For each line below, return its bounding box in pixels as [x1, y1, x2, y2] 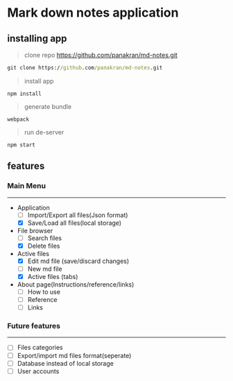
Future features [7, 321, 61, 331]
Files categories [17, 344, 64, 352]
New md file [27, 264, 62, 273]
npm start [7, 141, 36, 149]
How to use [27, 288, 61, 296]
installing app [7, 33, 67, 44]
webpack [7, 116, 30, 123]
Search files [27, 234, 62, 242]
